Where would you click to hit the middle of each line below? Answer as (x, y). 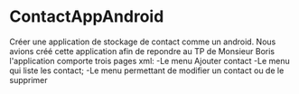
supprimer (28, 80)
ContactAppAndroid (87, 17)
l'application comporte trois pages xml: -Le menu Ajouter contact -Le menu (150, 61)
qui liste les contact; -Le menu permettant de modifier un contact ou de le (147, 70)
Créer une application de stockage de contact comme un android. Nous (143, 42)
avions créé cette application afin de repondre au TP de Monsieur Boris (142, 51)
